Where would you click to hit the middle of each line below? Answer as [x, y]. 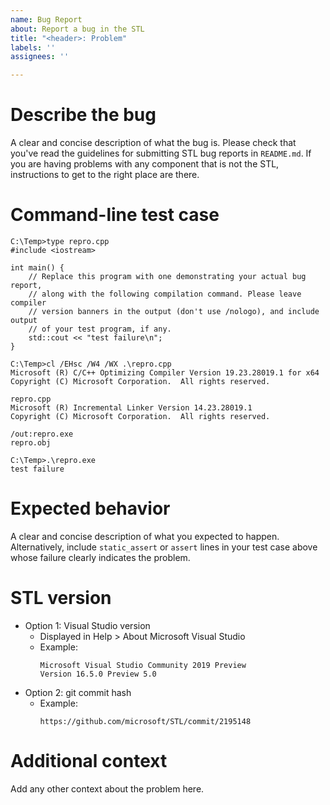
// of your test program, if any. [100, 329]
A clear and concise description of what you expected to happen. [145, 536]
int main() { [37, 268]
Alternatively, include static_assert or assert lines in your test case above [164, 547]
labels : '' [33, 47]
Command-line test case [115, 215]
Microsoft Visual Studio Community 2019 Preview [143, 665]
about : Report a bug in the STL [77, 29]
